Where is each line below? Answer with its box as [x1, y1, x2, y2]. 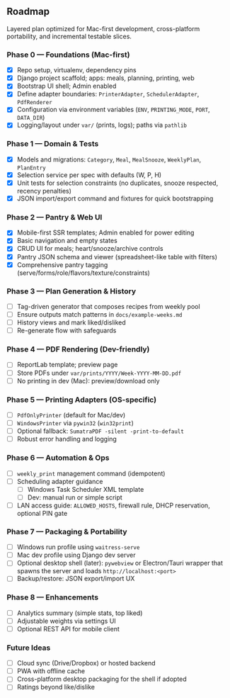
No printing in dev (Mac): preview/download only [16, 376, 160, 385]
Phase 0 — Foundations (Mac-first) [6, 50, 130, 60]
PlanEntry [16, 164, 47, 171]
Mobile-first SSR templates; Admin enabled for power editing [16, 228, 195, 237]
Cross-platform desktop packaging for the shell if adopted [16, 675, 187, 683]
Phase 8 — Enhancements [6, 592, 99, 602]
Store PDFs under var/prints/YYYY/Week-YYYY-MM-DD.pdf [16, 368, 182, 377]
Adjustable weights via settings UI [16, 617, 116, 625]
